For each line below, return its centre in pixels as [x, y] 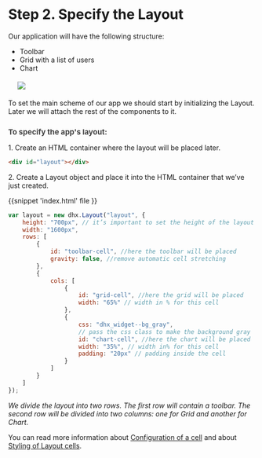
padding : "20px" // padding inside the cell [152, 354]
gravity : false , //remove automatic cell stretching [138, 259]
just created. [28, 185]
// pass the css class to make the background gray [164, 332]
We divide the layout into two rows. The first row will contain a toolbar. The [129, 405]
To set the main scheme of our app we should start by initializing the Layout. [131, 103]
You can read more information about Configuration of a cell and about [122, 437]
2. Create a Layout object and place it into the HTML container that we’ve [126, 177]
